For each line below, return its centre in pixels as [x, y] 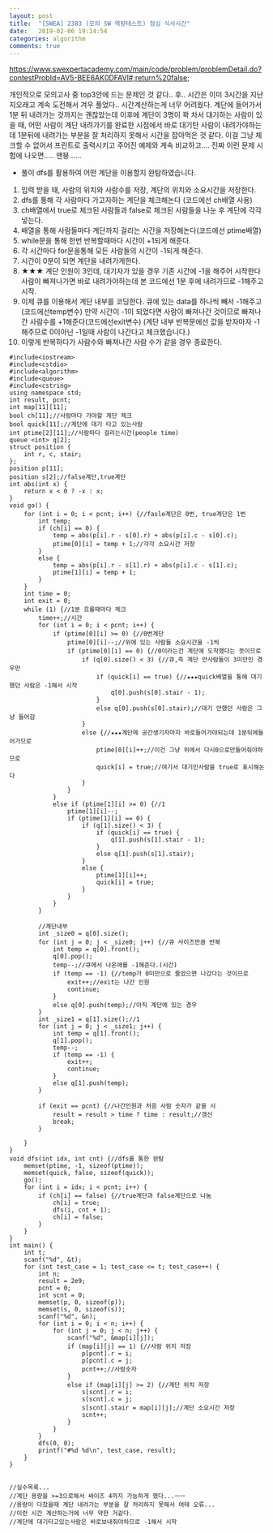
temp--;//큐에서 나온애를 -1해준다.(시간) [115, 965]
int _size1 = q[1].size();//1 [89, 1019]
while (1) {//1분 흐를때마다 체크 [75, 609]
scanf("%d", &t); [53, 1260]
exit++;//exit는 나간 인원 [108, 983]
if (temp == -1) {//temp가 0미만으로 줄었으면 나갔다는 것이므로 [151, 974]
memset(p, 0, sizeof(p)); [82, 1303]
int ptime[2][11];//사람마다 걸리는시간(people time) [94, 433]
